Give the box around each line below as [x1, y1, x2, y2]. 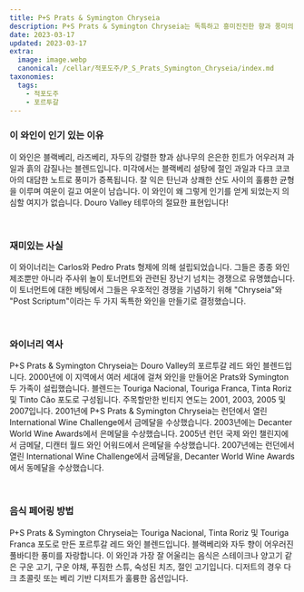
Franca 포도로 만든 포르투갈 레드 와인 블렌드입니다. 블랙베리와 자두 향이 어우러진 [9, 539, 294, 549]
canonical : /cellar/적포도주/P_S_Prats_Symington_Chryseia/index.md [17, 64, 275, 73]
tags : [17, 81, 39, 90]
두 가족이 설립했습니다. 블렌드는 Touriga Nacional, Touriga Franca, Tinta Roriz [9, 383, 292, 394]
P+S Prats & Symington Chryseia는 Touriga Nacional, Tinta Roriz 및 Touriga [9, 527, 289, 538]
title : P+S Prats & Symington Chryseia [9, 13, 161, 23]
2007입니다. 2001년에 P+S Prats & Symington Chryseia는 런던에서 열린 [9, 405, 268, 417]
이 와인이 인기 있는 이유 [9, 129, 104, 141]
